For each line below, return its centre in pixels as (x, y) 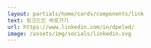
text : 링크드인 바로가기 (38, 20)
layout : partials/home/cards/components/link (75, 14)
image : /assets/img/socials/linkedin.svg (69, 34)
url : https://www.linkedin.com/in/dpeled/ (71, 27)
